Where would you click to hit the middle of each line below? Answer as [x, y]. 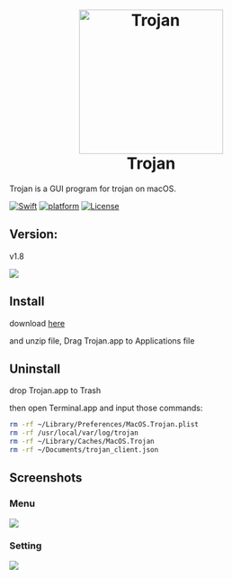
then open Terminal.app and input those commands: [106, 408]
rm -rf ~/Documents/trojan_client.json [84, 450]
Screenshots [46, 478]
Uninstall [35, 368]
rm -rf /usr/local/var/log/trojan [74, 433]
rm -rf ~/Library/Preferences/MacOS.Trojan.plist [104, 425]
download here [37, 323]
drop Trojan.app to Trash [55, 391]
